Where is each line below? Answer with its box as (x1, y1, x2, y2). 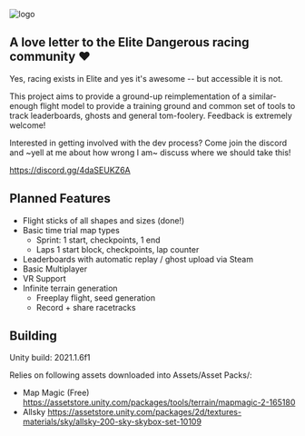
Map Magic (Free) (22, 387, 90, 399)
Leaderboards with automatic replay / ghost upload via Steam (22, 253, 254, 264)
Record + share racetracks (35, 302, 136, 312)
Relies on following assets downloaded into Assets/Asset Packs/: (9, 370, 252, 381)
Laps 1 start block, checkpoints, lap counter (35, 243, 200, 254)
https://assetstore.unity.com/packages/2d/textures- (47, 407, 242, 418)
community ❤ (9, 49, 91, 64)
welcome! (9, 119, 46, 131)
